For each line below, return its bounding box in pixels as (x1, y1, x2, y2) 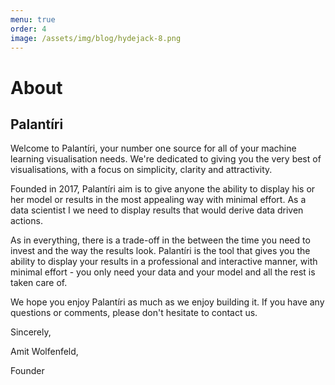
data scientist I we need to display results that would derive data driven (10, 204, 304, 216)
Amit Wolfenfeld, (10, 346, 79, 358)
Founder (10, 365, 45, 377)
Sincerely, (10, 326, 52, 338)
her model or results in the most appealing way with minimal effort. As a (10, 194, 307, 206)
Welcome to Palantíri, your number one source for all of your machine (10, 142, 297, 155)
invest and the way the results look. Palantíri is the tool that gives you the (10, 245, 311, 257)
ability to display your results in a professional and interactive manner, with (10, 256, 318, 268)
